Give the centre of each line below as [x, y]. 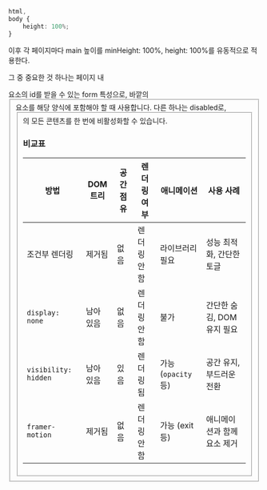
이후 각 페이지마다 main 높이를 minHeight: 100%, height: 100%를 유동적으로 [129, 50]
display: [43, 313]
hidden [39, 378]
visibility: [50, 370]
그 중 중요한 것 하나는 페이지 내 [56, 77]
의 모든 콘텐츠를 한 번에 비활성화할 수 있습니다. [95, 121]
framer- [41, 427]
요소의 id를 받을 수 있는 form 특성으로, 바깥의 [79, 94]
